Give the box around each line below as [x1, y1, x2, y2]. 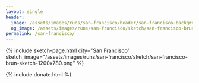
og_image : [11, 25, 35, 31]
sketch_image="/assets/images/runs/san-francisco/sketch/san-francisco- [5, 53, 188, 60]
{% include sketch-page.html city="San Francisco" [5, 47, 130, 54]
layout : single [5, 8, 43, 15]
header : [5, 14, 25, 20]
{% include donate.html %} [5, 71, 72, 78]
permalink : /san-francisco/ [5, 31, 75, 37]
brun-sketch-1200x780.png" [5, 60, 75, 67]
